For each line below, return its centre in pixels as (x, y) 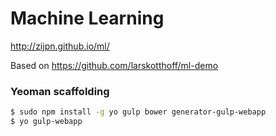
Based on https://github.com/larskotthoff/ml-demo (114, 65)
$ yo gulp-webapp (46, 122)
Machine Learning (87, 18)
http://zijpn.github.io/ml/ (60, 46)
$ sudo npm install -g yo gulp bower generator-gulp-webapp (138, 112)
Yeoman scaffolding (60, 91)
